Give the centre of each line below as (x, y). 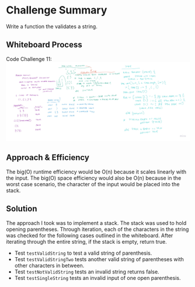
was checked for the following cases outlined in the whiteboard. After (90, 235)
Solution (22, 209)
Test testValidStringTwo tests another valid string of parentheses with (99, 259)
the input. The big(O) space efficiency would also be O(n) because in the (94, 178)
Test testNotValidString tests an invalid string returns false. (87, 271)
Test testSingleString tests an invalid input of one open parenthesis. (97, 278)
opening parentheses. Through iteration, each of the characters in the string (97, 229)
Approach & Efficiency (48, 158)
